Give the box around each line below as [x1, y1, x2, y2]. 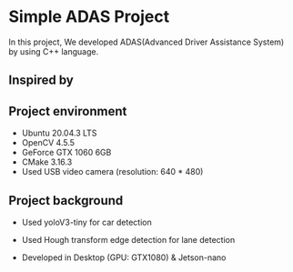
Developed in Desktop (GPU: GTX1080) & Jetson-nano [21, 252, 227, 263]
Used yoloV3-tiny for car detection [21, 217, 152, 227]
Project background [8, 193, 124, 208]
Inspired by [8, 73, 74, 88]
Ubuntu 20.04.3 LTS [21, 127, 97, 138]
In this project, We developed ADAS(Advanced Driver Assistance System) [8, 36, 285, 47]
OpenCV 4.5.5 [21, 137, 75, 148]
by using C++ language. [8, 45, 99, 56]
